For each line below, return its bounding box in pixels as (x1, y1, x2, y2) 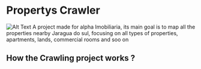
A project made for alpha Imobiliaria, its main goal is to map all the (32, 23, 196, 30)
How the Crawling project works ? (6, 53, 136, 63)
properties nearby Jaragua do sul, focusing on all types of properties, (6, 29, 178, 36)
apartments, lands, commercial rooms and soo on (6, 36, 129, 43)
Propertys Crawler (6, 4, 100, 17)
